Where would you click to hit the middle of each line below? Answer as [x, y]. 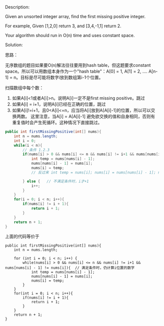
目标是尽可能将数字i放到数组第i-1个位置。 [62, 77]
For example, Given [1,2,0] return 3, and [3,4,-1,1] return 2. [63, 26]
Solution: [14, 45]
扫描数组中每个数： [24, 88]
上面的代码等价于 [22, 236]
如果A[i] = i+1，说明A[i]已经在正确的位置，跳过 [59, 104]
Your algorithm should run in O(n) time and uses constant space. [70, 35]
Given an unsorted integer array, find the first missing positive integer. [75, 16]
